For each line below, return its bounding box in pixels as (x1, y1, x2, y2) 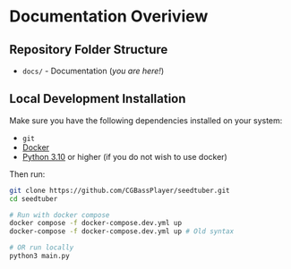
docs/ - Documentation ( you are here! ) (21, 65, 165, 76)
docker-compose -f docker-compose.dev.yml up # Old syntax (9, 227, 235, 236)
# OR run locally (9, 243, 74, 252)
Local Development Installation (9, 91, 186, 106)
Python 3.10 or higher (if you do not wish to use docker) (21, 151, 228, 162)
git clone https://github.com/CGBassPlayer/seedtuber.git (9, 186, 230, 195)
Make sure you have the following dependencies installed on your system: (9, 114, 283, 126)
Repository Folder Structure (9, 42, 168, 57)
